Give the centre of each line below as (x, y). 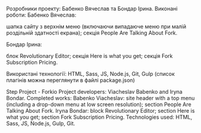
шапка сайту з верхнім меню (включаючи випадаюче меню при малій (96, 27)
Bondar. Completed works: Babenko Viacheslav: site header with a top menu (100, 98)
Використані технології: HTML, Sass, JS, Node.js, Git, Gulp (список (91, 74)
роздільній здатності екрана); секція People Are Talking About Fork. (92, 33)
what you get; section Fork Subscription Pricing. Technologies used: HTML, (99, 117)
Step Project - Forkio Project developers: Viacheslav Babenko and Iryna (94, 92)
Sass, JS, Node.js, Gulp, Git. (41, 123)
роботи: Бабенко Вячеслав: (41, 15)
